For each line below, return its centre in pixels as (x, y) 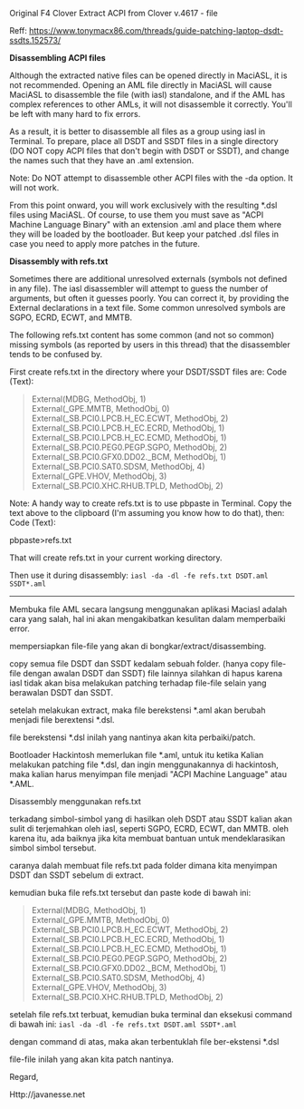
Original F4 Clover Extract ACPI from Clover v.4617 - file (114, 13)
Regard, (24, 1077)
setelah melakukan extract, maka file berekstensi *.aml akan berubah (138, 710)
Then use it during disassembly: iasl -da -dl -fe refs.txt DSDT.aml (139, 575)
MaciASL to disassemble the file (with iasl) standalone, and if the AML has (147, 95)
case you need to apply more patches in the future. (105, 243)
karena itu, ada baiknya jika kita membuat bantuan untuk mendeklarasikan (147, 838)
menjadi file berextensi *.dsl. (62, 720)
